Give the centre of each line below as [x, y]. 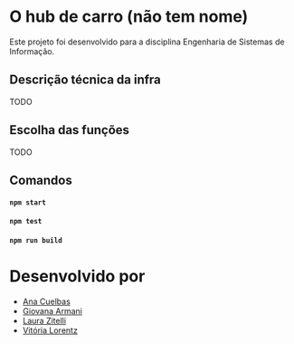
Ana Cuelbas [46, 301]
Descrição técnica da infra [85, 80]
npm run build [36, 240]
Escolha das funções [69, 130]
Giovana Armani [52, 311]
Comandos [41, 180]
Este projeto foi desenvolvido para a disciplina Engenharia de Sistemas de [147, 42]
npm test [26, 222]
